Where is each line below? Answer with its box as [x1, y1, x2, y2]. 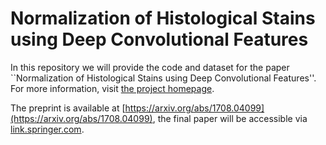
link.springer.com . [10, 123, 85, 135]
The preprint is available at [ [10, 102, 126, 114]
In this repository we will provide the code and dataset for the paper [10, 61, 290, 73]
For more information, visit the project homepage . [10, 82, 215, 94]
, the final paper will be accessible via [152, 112, 308, 124]
